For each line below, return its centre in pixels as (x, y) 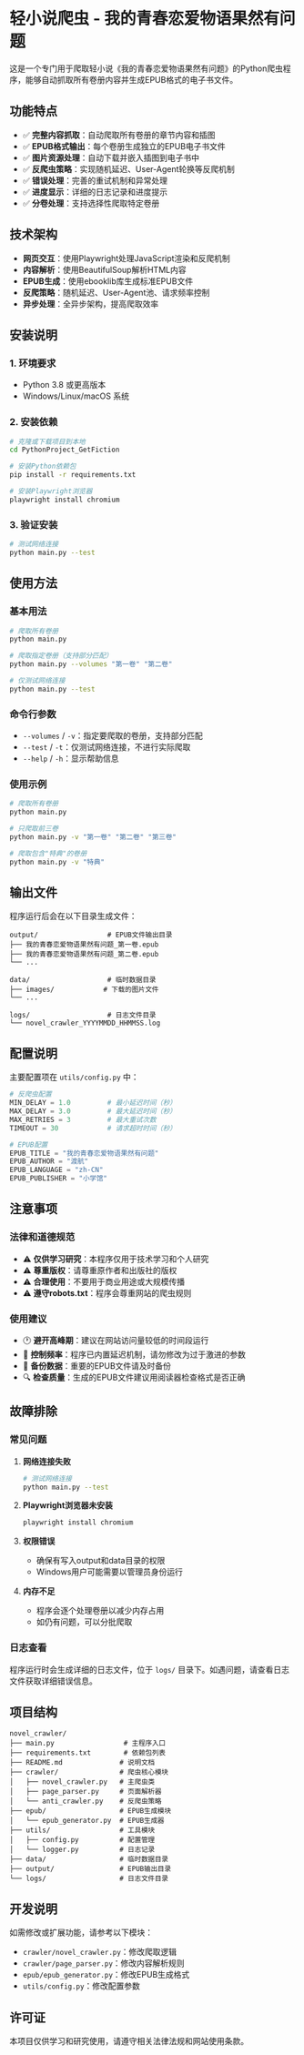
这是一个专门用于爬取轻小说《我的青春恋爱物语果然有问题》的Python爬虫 (147, 68)
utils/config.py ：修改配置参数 (81, 1986)
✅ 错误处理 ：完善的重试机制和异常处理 (95, 180)
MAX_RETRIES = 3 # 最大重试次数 (83, 1119)
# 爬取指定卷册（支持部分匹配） (61, 656)
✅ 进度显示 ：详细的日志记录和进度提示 (95, 191)
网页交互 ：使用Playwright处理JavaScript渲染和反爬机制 (126, 258)
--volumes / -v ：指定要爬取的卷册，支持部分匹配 (112, 736)
